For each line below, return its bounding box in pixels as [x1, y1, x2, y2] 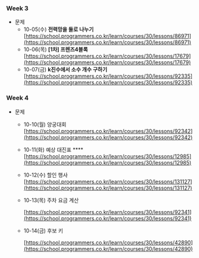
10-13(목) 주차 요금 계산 [23, 196, 79, 203]
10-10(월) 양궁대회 [23, 121, 67, 128]
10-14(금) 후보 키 [23, 227, 64, 234]
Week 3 [6, 4, 29, 12]
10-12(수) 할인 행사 [23, 171, 68, 178]
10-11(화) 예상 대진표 [23, 146, 72, 153]
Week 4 [6, 94, 29, 102]
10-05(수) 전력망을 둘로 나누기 [23, 26, 94, 33]
